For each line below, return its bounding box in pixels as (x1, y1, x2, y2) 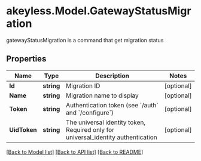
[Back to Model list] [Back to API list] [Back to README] (6, 148, 144, 156)
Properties (6, 54, 47, 64)
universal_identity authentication (65, 133, 157, 141)
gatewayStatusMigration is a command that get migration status (6, 36, 164, 44)
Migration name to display (65, 91, 139, 100)
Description (95, 72, 130, 80)
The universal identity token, (65, 118, 146, 126)
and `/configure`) (65, 109, 114, 117)
